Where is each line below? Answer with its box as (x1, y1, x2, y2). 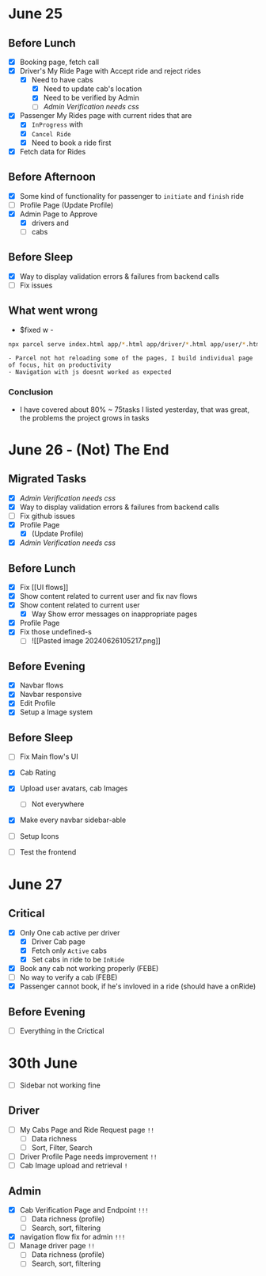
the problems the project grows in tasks (19, 413, 150, 422)
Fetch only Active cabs (31, 946, 107, 955)
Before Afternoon (8, 170, 97, 184)
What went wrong (8, 304, 98, 318)
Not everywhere (31, 799, 85, 809)
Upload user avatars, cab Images (19, 783, 128, 793)
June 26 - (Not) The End (8, 440, 169, 459)
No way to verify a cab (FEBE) (19, 972, 118, 982)
